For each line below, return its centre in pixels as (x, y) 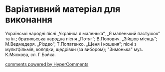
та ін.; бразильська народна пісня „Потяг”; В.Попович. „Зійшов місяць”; (81, 39)
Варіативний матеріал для (63, 9)
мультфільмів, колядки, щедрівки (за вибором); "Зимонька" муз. (74, 49)
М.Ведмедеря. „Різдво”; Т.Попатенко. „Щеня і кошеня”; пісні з (71, 44)
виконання (29, 20)
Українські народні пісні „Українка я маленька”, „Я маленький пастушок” (83, 33)
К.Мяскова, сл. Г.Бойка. (31, 54)
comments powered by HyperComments (47, 64)
